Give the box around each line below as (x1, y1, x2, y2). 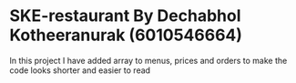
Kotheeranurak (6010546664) (9, 25, 243, 46)
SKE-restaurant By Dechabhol (9, 5, 241, 26)
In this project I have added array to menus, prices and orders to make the (9, 55, 288, 66)
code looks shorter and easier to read (9, 65, 151, 76)
